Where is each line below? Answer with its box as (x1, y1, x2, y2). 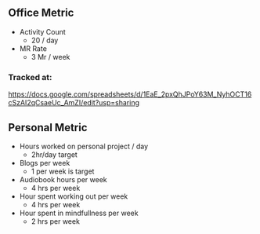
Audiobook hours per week (19, 174, 107, 184)
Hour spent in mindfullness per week (19, 208, 139, 218)
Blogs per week (19, 158, 70, 167)
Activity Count (19, 27, 67, 36)
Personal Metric (8, 121, 88, 134)
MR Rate (19, 43, 47, 53)
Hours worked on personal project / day (19, 141, 149, 151)
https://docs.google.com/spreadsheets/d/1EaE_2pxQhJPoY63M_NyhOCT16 (8, 90, 252, 99)
